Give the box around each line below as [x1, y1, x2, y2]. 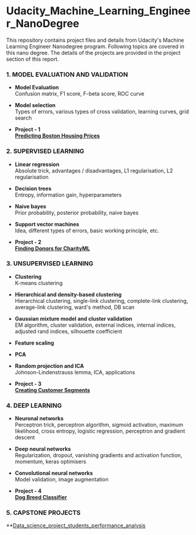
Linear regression [14, 161, 59, 168]
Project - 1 [14, 126, 40, 133]
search [14, 114, 32, 121]
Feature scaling [14, 339, 55, 346]
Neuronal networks [14, 415, 64, 422]
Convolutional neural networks [14, 470, 93, 477]
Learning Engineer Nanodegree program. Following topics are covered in [6, 43, 185, 50]
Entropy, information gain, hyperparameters [14, 191, 122, 198]
